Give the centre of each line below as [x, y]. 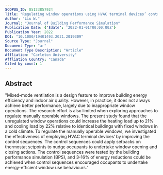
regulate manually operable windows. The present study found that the [76, 116]
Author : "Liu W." [23, 18]
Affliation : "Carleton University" [41, 55]
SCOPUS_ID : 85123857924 [29, 9]
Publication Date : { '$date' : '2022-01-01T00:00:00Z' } [61, 28]
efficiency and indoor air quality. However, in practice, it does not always [78, 100]
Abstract [19, 83]
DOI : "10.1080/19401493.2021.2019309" [44, 37]
